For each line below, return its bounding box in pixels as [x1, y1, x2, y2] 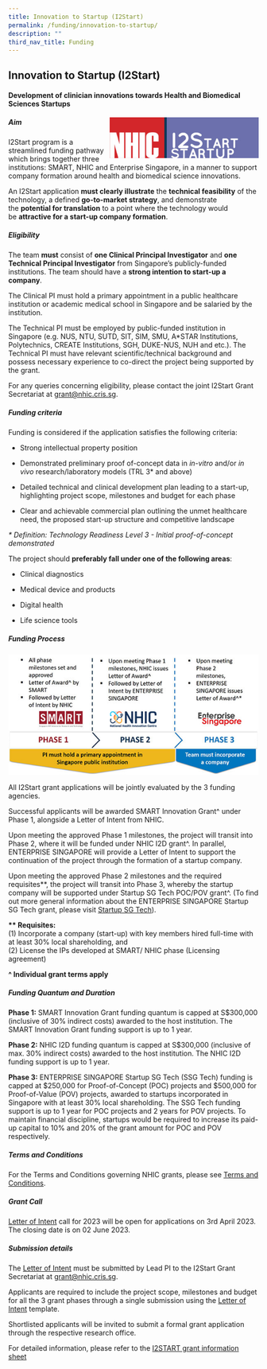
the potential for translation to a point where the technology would [8, 204, 229, 213]
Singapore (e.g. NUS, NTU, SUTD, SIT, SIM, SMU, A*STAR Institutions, [8, 332, 238, 341]
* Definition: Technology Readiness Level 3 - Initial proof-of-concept [8, 530, 233, 540]
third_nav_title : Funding [8, 38, 94, 46]
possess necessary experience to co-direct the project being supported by [8, 357, 254, 367]
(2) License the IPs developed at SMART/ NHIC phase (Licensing [8, 946, 220, 955]
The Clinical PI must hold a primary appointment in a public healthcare [8, 291, 238, 301]
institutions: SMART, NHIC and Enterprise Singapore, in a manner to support [8, 163, 257, 173]
